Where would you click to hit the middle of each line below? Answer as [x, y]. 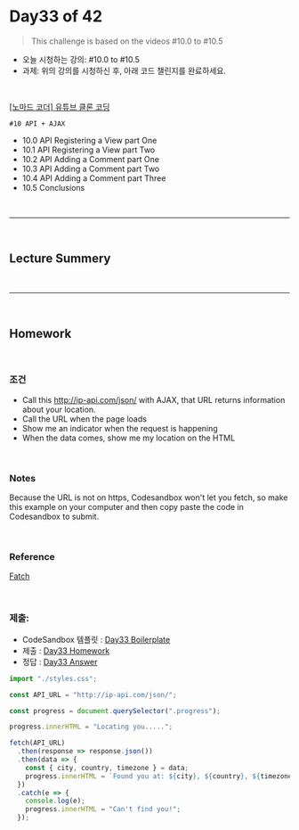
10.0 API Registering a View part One [89, 140]
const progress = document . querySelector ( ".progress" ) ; [115, 711]
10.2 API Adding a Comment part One [91, 159]
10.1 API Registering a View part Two [89, 150]
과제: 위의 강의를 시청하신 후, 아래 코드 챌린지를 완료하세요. [124, 70]
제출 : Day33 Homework [66, 650]
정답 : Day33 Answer [60, 662]
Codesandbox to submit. [54, 517]
